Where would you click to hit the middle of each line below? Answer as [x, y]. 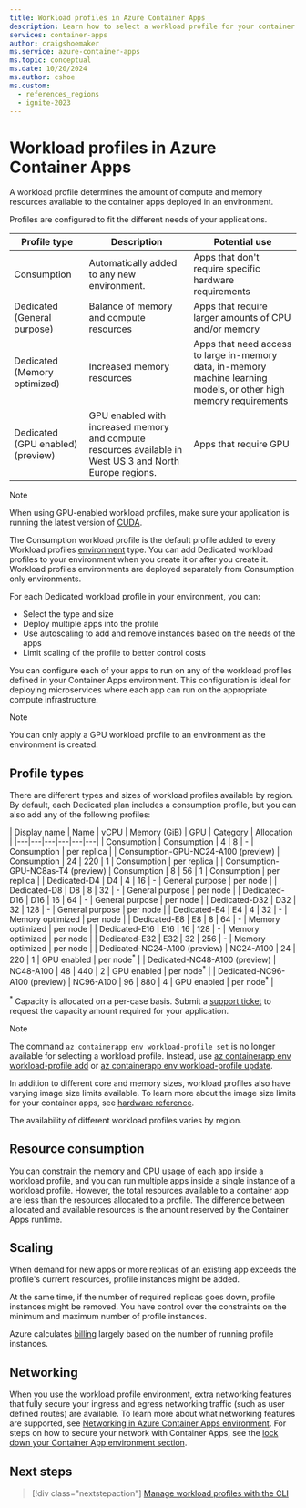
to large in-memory [235, 355]
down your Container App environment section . [98, 1443]
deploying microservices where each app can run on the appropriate [138, 690]
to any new [112, 274]
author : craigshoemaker [55, 43]
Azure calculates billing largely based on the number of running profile [142, 1334]
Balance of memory [131, 306]
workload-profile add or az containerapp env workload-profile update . [141, 1065]
